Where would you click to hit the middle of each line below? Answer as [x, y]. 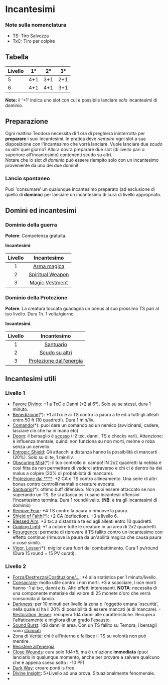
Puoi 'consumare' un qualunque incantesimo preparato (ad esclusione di [80, 189]
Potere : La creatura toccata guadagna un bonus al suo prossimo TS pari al [82, 309]
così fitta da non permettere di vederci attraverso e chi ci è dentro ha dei [87, 468]
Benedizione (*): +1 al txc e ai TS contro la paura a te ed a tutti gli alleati [86, 415]
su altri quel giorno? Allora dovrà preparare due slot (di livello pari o [75, 150]
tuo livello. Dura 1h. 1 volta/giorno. [40, 314]
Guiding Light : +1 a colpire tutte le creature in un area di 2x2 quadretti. [85, 527]
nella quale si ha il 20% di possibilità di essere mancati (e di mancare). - [87, 609]
